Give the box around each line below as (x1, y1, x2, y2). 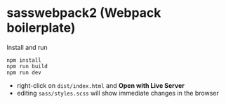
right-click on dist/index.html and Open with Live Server (16, 81, 185, 89)
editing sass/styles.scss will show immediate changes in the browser (16, 89, 219, 97)
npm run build (6, 63, 48, 70)
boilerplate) (6, 20, 76, 36)
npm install (6, 56, 41, 64)
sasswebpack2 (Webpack (6, 5, 161, 21)
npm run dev (6, 69, 41, 76)
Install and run (6, 43, 48, 51)
